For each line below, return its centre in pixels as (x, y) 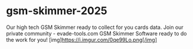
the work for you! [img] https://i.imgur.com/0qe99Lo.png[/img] (82, 40)
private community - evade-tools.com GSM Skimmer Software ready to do (97, 33)
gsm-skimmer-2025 (57, 11)
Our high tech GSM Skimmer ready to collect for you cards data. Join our (95, 27)
